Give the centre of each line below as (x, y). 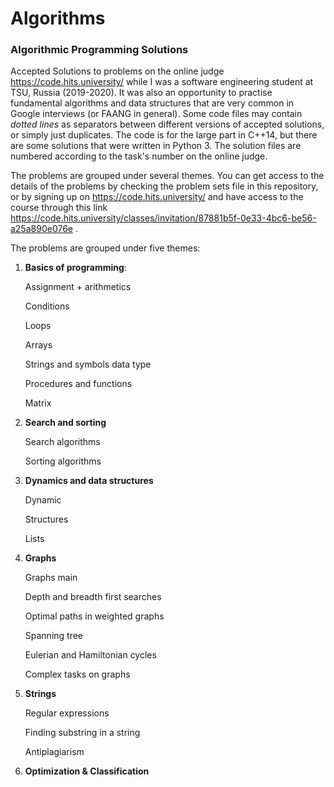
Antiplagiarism (54, 752)
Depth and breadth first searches (93, 597)
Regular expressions (67, 713)
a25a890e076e (42, 229)
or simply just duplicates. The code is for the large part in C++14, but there (164, 135)
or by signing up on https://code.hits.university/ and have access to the (157, 197)
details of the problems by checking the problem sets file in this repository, (164, 186)
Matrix (38, 403)
